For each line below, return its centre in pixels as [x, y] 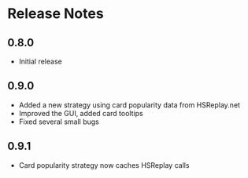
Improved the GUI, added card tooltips [81, 113]
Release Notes [56, 14]
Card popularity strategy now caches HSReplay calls [104, 165]
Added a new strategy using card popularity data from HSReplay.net [130, 105]
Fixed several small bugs [59, 122]
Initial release [40, 61]
